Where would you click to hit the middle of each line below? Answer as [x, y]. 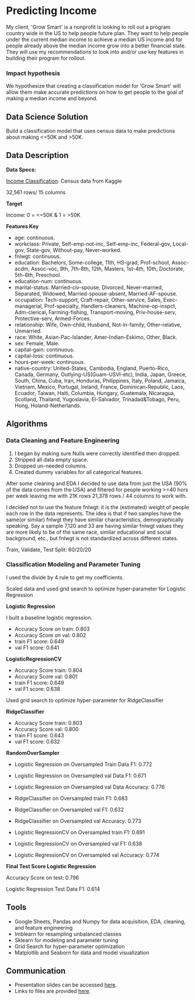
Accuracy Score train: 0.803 [48, 723]
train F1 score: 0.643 [39, 735]
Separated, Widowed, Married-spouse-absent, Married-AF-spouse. [96, 293]
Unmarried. [28, 331]
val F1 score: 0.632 [37, 741]
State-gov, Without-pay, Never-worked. [74, 250]
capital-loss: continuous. [44, 356]
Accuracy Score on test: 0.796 [43, 877]
